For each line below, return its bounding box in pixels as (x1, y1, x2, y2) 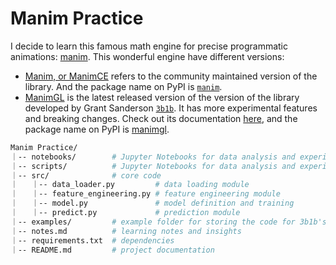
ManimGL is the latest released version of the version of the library (24, 91, 300, 103)
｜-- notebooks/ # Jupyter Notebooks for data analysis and (10, 152, 296, 162)
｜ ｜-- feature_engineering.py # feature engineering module (10, 189, 281, 199)
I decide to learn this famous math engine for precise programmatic (10, 40, 288, 52)
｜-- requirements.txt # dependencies (10, 235, 175, 246)
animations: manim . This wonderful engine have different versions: (10, 50, 285, 62)
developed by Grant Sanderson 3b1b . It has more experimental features (24, 102, 318, 114)
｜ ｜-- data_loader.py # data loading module (10, 180, 250, 190)
